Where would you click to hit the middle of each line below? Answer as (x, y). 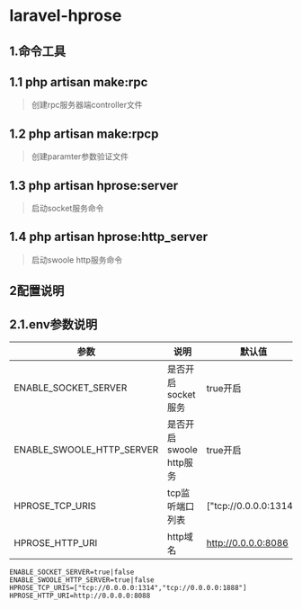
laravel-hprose (66, 16)
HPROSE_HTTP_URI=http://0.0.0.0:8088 (80, 596)
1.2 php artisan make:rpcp (84, 134)
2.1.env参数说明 (53, 324)
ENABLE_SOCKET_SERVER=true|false (72, 572)
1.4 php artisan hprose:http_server (109, 237)
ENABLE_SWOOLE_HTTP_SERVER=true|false (82, 580)
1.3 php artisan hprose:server (94, 185)
